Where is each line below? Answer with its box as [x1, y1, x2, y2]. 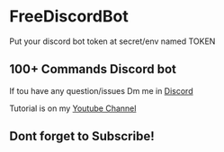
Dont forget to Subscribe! [9, 129, 155, 144]
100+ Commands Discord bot [9, 62, 177, 77]
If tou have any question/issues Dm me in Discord [9, 85, 193, 96]
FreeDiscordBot [9, 6, 129, 27]
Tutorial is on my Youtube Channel [9, 103, 137, 114]
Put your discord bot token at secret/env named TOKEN [9, 36, 216, 46]
